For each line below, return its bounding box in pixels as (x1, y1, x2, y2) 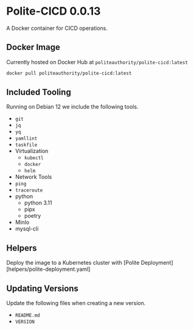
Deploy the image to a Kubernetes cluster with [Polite (6, 259, 140, 267)
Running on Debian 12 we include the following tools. (6, 103, 139, 110)
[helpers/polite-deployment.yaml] (6, 265, 91, 273)
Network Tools (15, 173, 52, 181)
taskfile (15, 142, 38, 148)
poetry (24, 212, 41, 220)
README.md (15, 312, 41, 318)
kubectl (24, 155, 44, 161)
